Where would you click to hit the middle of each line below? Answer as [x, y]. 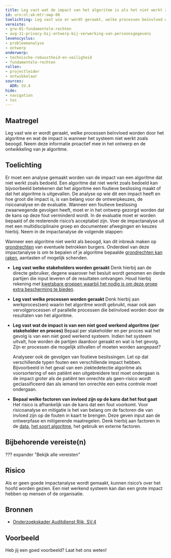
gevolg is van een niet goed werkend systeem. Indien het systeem [82, 336]
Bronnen [19, 509]
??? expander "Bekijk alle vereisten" [43, 455]
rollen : [13, 67]
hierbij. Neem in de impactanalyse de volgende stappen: [64, 231]
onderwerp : [17, 52]
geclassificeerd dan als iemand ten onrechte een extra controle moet [85, 384]
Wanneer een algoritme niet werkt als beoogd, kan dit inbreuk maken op [81, 241]
